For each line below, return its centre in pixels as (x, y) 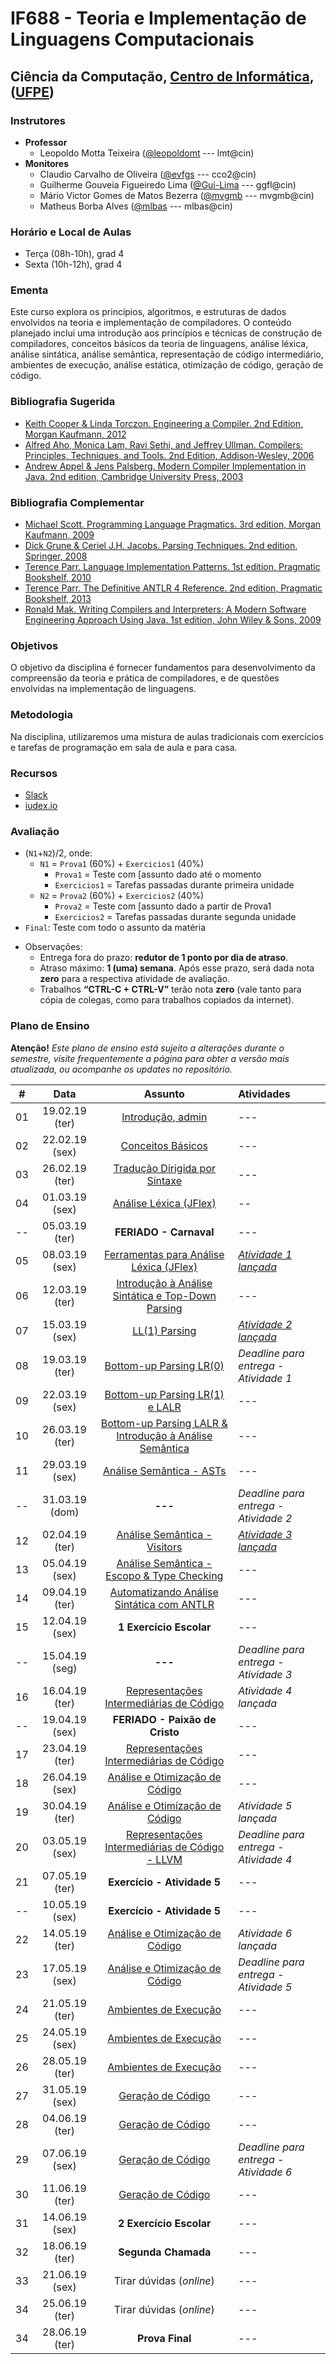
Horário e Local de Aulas (71, 232)
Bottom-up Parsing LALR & (164, 1423)
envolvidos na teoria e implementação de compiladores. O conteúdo (151, 323)
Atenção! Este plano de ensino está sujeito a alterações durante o (147, 1048)
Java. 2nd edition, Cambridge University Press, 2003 (134, 476)
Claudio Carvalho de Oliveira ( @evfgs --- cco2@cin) (148, 174)
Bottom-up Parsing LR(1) (164, 1394)
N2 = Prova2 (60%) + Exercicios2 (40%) (122, 896)
